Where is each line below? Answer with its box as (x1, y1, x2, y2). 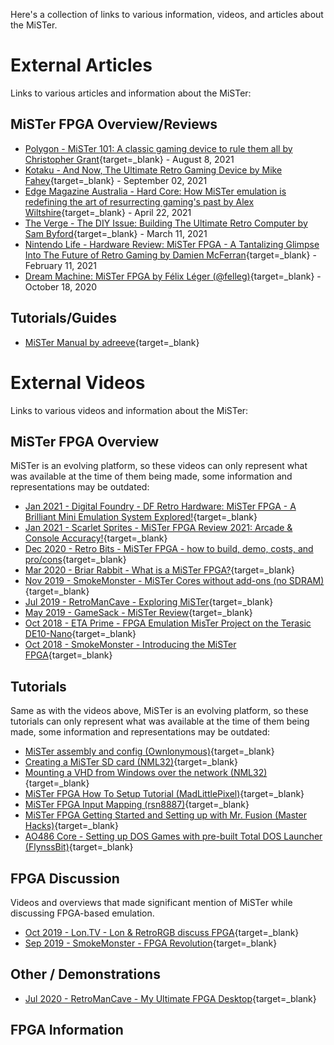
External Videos (10, 371, 146, 394)
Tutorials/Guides (10, 310, 118, 327)
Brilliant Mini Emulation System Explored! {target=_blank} (24, 511, 258, 523)
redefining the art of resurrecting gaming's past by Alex (24, 195, 255, 208)
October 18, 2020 (24, 280, 98, 293)
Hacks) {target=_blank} (24, 820, 119, 832)
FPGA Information (10, 1022, 124, 1039)
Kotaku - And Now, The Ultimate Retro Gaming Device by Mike (24, 164, 283, 176)
